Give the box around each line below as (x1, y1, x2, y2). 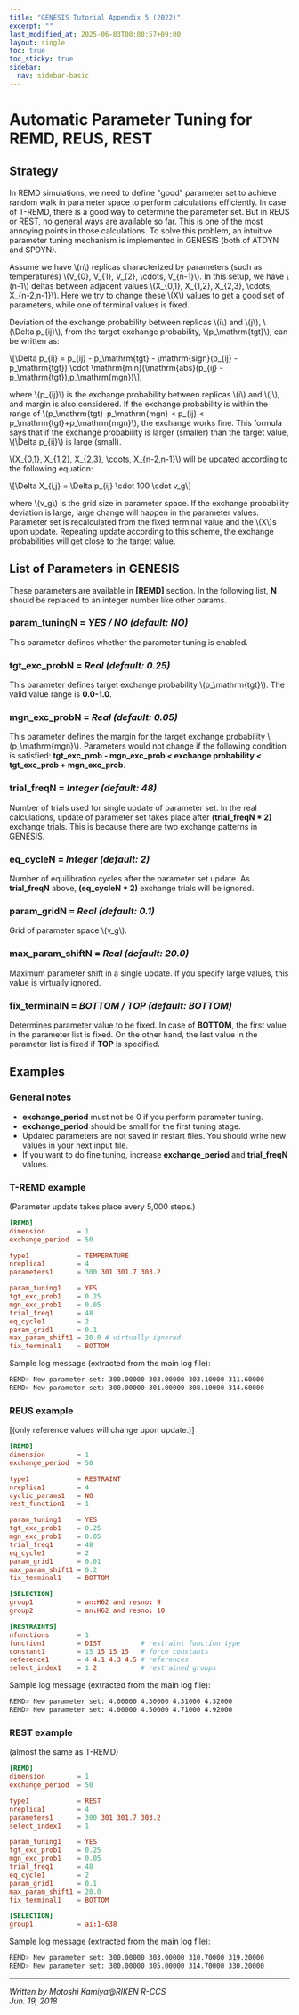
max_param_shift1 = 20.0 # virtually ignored (9, 1333, 181, 1342)
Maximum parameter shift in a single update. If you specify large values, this (9, 968, 289, 979)
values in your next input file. (21, 1140, 129, 1151)
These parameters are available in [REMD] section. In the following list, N (9, 585, 278, 595)
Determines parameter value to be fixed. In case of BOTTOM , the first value (9, 1020, 287, 1030)
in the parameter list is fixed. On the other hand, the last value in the (9, 1028, 258, 1039)
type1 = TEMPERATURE (9, 1251, 129, 1260)
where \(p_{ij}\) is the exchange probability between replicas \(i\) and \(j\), (9, 389, 280, 399)
